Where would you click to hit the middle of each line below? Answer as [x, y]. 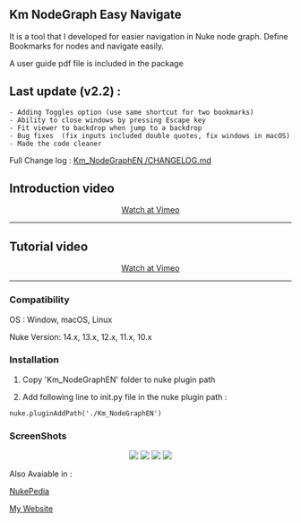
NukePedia [30, 492]
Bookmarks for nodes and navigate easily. [86, 46]
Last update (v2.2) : [65, 92]
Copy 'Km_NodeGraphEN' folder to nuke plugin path [119, 379]
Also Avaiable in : [41, 474]
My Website [31, 509]
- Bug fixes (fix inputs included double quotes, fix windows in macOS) [150, 135]
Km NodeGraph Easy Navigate [95, 15]
